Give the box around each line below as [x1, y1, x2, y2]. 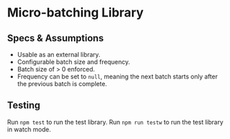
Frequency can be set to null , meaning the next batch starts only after [17, 72, 218, 81]
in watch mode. [7, 125, 52, 133]
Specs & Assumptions [7, 32, 104, 44]
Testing [7, 100, 41, 111]
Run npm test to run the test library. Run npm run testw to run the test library [7, 118, 224, 126]
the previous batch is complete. [17, 80, 107, 87]
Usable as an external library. [17, 50, 101, 58]
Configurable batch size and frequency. [17, 58, 131, 66]
